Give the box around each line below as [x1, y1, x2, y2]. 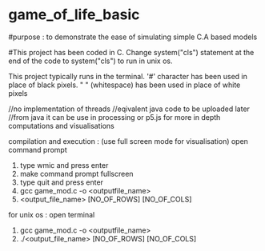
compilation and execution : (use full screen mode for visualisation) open [8, 136, 248, 145]
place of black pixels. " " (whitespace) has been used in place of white [8, 80, 241, 90]
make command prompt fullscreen [19, 169, 134, 178]
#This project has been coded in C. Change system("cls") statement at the [8, 47, 255, 57]
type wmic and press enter [19, 160, 109, 169]
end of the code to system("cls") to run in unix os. [8, 56, 174, 66]
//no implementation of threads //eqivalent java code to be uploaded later [8, 104, 251, 114]
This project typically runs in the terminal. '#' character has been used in [8, 71, 248, 81]
